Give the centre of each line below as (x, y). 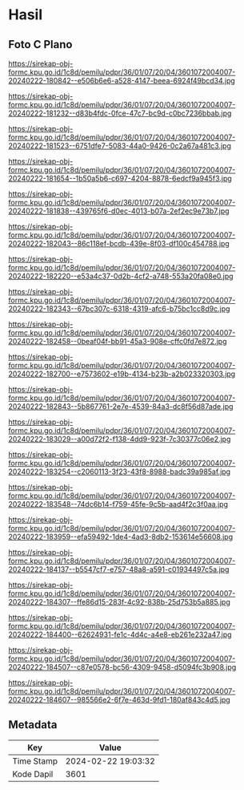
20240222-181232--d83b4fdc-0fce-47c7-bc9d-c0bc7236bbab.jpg (120, 113)
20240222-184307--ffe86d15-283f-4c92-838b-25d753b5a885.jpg (119, 602)
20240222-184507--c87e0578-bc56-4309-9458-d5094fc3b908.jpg (122, 667)
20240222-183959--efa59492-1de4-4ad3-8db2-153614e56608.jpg (121, 537)
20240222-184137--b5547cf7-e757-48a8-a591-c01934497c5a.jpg (119, 569)
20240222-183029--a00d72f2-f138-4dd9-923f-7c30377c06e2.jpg (120, 439)
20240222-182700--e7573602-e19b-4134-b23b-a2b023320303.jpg (122, 374)
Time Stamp (35, 761)
